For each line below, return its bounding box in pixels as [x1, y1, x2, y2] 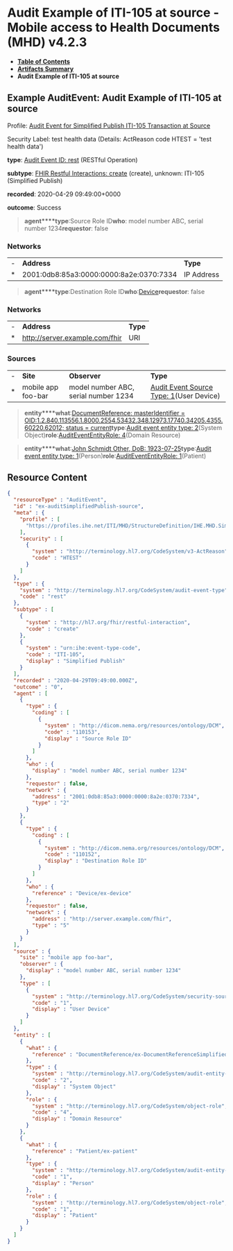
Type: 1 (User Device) [150, 390, 221, 400]
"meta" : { [13, 510, 45, 517]
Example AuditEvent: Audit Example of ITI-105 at [7, 92, 222, 104]
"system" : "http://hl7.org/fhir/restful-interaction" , [25, 619, 191, 625]
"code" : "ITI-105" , [25, 651, 85, 658]
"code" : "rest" [19, 593, 67, 601]
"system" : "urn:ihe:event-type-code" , [25, 645, 141, 652]
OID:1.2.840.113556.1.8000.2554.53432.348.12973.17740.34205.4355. [24, 416, 223, 424]
